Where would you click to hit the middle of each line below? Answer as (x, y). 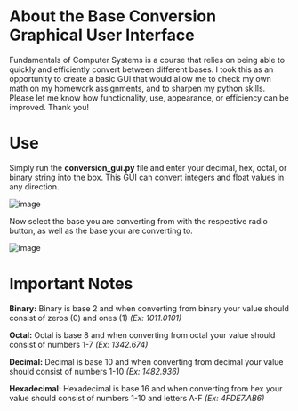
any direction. (34, 186)
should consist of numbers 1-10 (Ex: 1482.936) (94, 371)
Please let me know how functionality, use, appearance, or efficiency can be (149, 97)
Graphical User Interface (102, 35)
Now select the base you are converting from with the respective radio (139, 221)
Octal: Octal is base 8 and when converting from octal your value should (142, 334)
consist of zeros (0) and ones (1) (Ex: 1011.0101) (96, 318)
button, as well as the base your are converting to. (101, 230)
